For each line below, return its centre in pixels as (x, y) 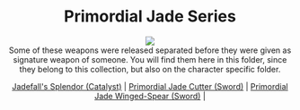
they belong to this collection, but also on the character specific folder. (150, 69)
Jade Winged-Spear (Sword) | (150, 96)
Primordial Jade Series (150, 17)
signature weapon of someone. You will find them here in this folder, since (150, 59)
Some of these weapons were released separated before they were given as (150, 50)
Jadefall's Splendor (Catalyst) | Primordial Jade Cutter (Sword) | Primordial (150, 86)
